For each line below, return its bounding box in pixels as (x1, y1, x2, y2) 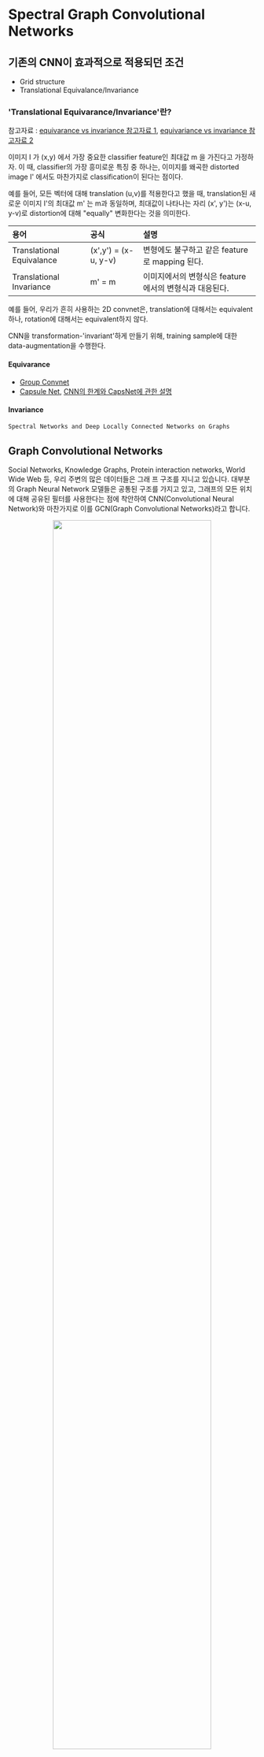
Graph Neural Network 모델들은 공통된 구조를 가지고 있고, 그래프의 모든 (16, 485, 238, 494)
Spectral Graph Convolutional (8, 6, 206, 24)
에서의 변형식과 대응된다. (142, 283, 229, 294)
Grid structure (19, 77, 65, 86)
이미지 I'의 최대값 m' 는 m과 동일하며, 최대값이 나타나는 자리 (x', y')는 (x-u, (22, 199, 251, 208)
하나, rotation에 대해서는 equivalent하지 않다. (8, 314, 148, 324)
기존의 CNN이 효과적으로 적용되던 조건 (8, 55, 185, 69)
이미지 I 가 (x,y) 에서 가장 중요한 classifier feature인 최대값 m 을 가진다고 (8, 152, 233, 162)
